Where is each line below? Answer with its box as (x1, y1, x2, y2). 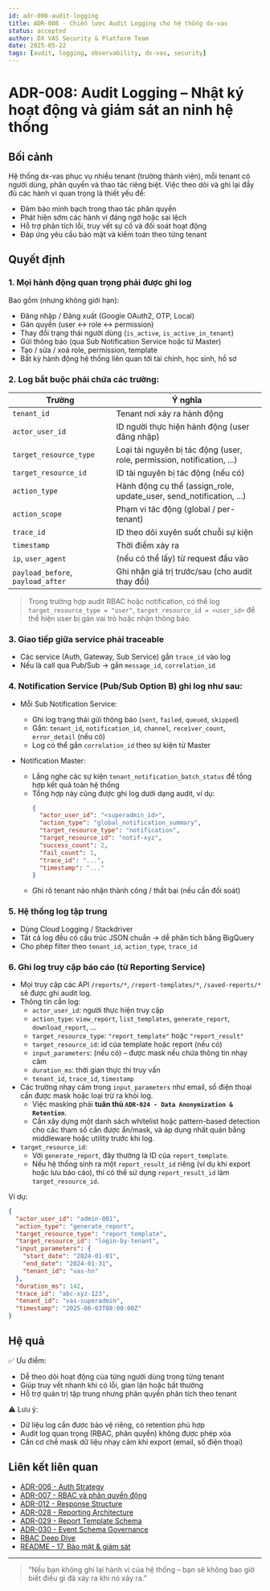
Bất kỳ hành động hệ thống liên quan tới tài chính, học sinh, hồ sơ (19, 353, 237, 363)
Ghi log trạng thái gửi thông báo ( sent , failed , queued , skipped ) (31, 714, 239, 724)
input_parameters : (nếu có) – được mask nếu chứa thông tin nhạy (31, 1047, 247, 1058)
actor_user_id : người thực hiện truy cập (31, 1005, 165, 1014)
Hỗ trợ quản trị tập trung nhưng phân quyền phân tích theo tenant (19, 1388, 237, 1398)
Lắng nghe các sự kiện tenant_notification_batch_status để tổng (31, 771, 252, 781)
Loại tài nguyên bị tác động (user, (116, 444, 243, 455)
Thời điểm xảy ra (116, 540, 179, 551)
